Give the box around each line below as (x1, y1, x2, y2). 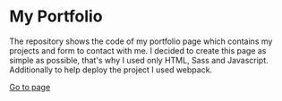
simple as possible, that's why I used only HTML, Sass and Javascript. (9, 55, 269, 65)
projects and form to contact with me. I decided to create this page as (9, 45, 267, 55)
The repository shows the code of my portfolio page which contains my (9, 36, 273, 46)
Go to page (9, 81, 51, 92)
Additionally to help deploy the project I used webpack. (9, 64, 213, 75)
